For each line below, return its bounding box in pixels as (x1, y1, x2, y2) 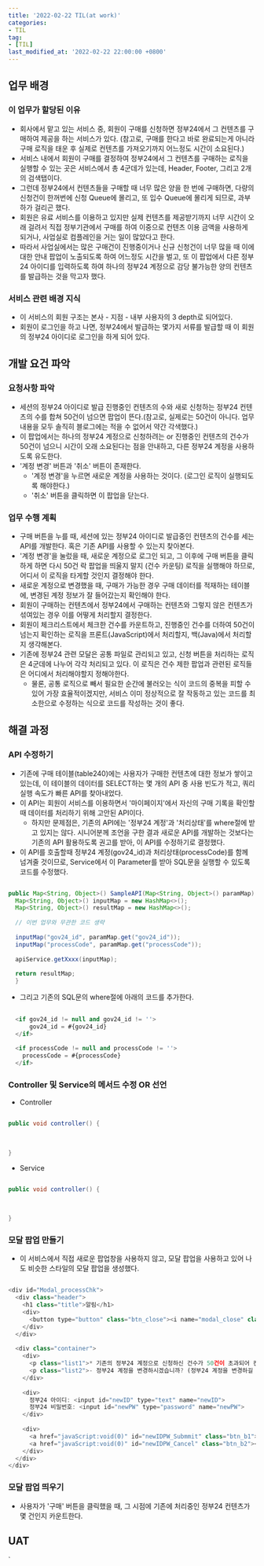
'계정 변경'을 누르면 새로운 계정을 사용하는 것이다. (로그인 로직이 (31, 471, 227, 480)
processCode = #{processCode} (22, 1052, 122, 1060)
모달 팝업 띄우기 (8, 1482, 64, 1493)
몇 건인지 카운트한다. (19, 1511, 83, 1520)
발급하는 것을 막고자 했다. (27, 271, 106, 281)
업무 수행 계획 (8, 512, 57, 523)
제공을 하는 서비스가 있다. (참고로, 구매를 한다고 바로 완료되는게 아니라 (40, 134, 255, 143)
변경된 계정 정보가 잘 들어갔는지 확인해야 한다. (30, 590, 170, 600)
